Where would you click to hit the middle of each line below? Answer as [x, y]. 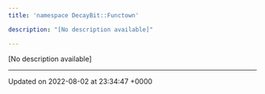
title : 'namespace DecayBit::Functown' [74, 15]
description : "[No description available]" [81, 29]
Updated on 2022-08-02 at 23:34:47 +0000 [80, 81]
